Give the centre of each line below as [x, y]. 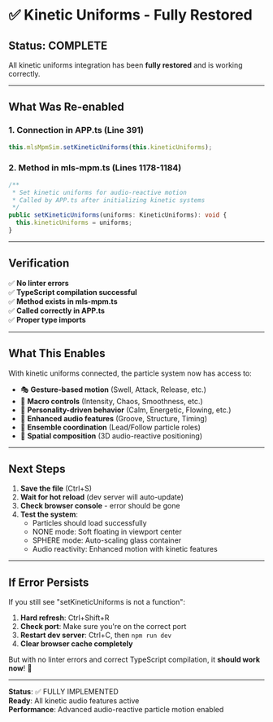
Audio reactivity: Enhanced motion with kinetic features [125, 549]
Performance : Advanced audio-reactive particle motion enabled [116, 710]
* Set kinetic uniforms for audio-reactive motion [99, 192]
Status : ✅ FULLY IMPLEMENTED [64, 692]
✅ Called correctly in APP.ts [57, 310]
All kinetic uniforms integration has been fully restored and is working [126, 65]
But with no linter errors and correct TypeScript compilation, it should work [134, 660]
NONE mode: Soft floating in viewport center [107, 532]
